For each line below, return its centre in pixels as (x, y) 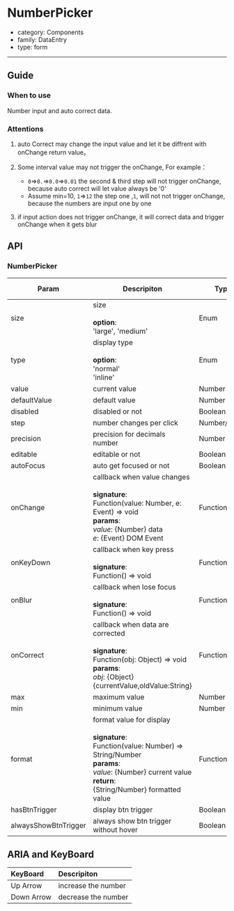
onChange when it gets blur (57, 224)
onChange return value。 (54, 152)
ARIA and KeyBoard (51, 854)
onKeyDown (31, 562)
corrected (109, 633)
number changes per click (136, 423)
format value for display (132, 720)
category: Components (50, 32)
